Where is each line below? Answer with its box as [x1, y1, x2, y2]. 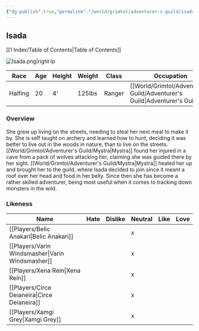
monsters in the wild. [6, 184, 57, 192]
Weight [77, 72, 99, 80]
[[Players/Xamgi [9, 308, 54, 316]
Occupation [153, 72, 188, 80]
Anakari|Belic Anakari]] [9, 233, 74, 241]
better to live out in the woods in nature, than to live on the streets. [6, 141, 168, 148]
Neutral [131, 215, 153, 223]
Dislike [105, 215, 126, 223]
